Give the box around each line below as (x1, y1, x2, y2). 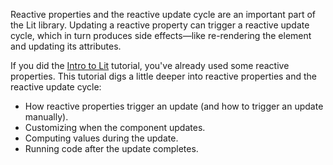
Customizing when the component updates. (24, 122, 206, 133)
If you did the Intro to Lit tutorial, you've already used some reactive (10, 60, 290, 71)
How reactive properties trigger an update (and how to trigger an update (24, 100, 324, 112)
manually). (24, 111, 69, 123)
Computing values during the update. (24, 132, 179, 144)
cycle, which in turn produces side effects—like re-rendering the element (10, 30, 312, 41)
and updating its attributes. (10, 40, 122, 52)
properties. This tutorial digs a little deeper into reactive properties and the (10, 70, 318, 82)
